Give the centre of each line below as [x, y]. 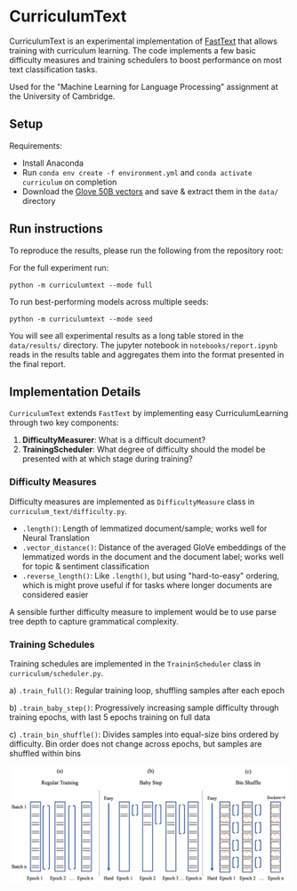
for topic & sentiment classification [85, 566]
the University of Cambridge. [62, 96]
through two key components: [64, 423]
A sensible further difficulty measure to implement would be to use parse [143, 611]
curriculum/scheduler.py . [56, 673]
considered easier [55, 594]
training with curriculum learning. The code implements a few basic [132, 50]
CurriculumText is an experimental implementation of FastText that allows [144, 41]
